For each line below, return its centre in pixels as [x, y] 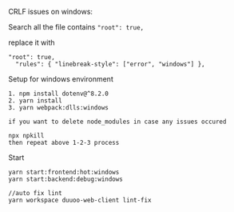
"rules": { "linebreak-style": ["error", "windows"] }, [110, 64]
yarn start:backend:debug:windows [66, 179]
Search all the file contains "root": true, [76, 27]
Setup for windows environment [61, 79]
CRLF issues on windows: [51, 12]
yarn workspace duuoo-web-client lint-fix [80, 200]
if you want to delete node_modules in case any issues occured [117, 122]
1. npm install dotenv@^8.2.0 [59, 94]
